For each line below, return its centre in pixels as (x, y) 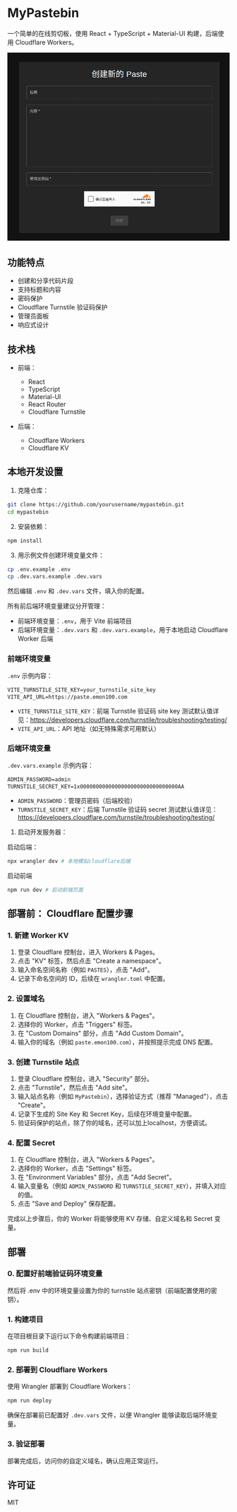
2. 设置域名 (26, 999)
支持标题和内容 (39, 290)
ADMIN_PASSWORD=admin (39, 779)
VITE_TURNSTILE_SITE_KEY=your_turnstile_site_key (82, 690)
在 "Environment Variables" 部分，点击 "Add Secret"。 (97, 1177)
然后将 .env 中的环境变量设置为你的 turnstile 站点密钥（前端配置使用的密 (112, 1290)
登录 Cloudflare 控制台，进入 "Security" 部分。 (85, 1078)
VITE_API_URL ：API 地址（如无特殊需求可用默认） (89, 728)
